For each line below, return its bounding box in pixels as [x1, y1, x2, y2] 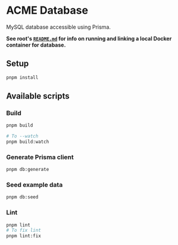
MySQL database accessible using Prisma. [6, 23, 111, 30]
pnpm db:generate [6, 167, 49, 173]
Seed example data [6, 180, 63, 189]
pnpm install [6, 74, 39, 81]
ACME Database [6, 4, 88, 17]
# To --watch [6, 133, 39, 139]
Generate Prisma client [6, 153, 74, 161]
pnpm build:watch [6, 139, 49, 145]
